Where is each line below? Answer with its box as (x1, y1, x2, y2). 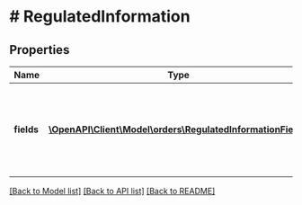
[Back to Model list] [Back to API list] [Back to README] (9, 186, 216, 196)
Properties (9, 42, 70, 58)
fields (13, 123, 39, 136)
